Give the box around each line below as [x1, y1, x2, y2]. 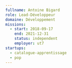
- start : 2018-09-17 [10, 27, 53, 32]
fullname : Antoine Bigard [5, 7, 60, 13]
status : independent [14, 36, 58, 41]
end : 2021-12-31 [14, 31, 49, 36]
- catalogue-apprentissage [10, 50, 67, 55]
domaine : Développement [5, 17, 56, 22]
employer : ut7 [14, 41, 44, 46]
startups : [5, 46, 26, 51]
